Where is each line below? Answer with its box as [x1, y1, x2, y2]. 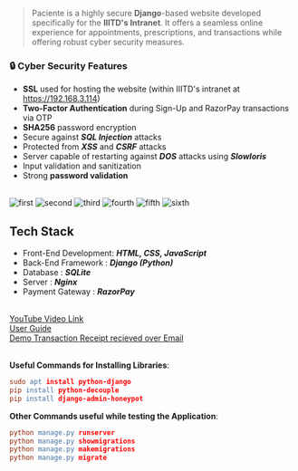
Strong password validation [22, 170, 129, 181]
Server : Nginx [22, 276, 78, 288]
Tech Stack [9, 224, 74, 239]
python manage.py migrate [9, 453, 107, 463]
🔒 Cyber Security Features [9, 59, 129, 72]
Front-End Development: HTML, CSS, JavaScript [22, 248, 207, 259]
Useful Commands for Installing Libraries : [9, 360, 170, 370]
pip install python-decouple [9, 385, 120, 395]
